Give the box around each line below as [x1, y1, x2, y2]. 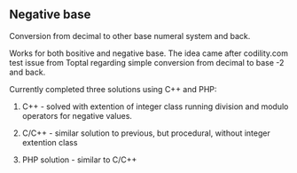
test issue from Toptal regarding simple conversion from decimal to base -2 [9, 57, 285, 67]
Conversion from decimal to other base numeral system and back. [9, 30, 251, 41]
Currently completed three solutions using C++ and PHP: [9, 83, 217, 94]
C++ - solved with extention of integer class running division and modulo [21, 101, 289, 112]
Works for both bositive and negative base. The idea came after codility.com [9, 48, 288, 59]
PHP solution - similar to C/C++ [21, 154, 137, 165]
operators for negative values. [21, 110, 133, 121]
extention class [21, 137, 78, 147]
